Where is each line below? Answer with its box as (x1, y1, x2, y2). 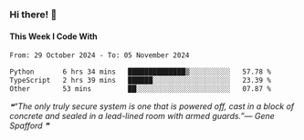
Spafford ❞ (9, 120, 50, 131)
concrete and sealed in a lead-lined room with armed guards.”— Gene (9, 110, 276, 121)
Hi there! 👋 (9, 8, 58, 21)
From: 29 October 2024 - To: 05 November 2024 (9, 51, 190, 60)
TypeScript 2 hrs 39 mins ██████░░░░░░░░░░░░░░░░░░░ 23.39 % (9, 75, 272, 85)
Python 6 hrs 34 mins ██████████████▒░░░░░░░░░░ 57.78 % (9, 67, 272, 76)
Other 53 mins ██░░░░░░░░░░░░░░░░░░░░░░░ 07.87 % (9, 84, 272, 94)
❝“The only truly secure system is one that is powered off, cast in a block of (9, 100, 295, 112)
